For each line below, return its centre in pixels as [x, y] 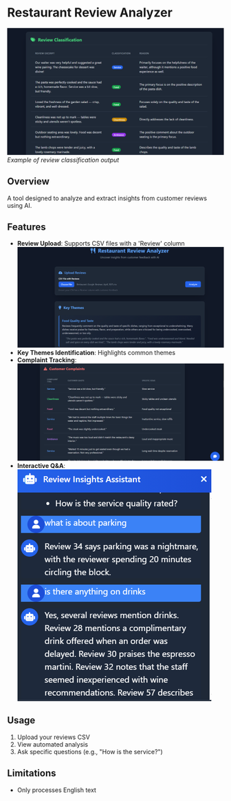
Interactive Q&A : [41, 465]
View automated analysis [52, 744]
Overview [29, 181]
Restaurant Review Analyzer [90, 13]
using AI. [20, 205]
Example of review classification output [63, 160]
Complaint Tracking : [47, 360]
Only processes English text [56, 790]
